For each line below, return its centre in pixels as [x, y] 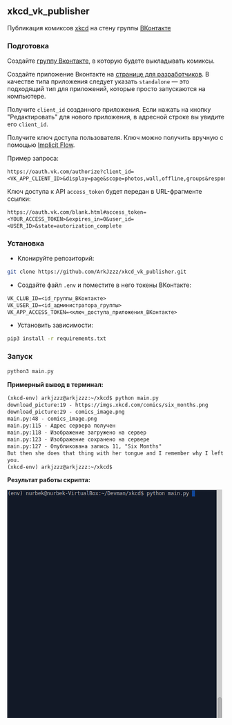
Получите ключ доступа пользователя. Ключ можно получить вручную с [115, 138]
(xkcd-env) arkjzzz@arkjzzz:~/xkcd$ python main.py [83, 398]
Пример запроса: [33, 159]
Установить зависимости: [55, 325]
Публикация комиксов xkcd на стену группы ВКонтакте [89, 28]
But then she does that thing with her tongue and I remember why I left [116, 454]
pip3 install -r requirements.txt [57, 339]
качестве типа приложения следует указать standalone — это [98, 81]
